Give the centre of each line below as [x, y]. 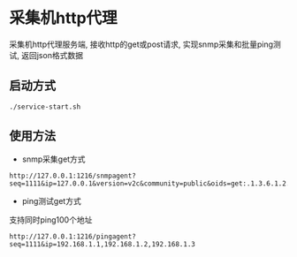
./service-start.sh [45, 107]
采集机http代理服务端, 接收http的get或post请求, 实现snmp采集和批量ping [141, 44]
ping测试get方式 [51, 200]
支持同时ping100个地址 [51, 219]
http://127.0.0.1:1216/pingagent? [73, 236]
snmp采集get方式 [53, 159]
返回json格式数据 [52, 55]
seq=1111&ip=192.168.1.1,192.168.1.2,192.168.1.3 [103, 244]
